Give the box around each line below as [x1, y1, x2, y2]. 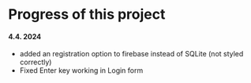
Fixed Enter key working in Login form [19, 66, 144, 75]
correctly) [19, 57, 52, 67]
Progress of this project [8, 5, 166, 23]
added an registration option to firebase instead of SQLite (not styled [19, 49, 244, 59]
